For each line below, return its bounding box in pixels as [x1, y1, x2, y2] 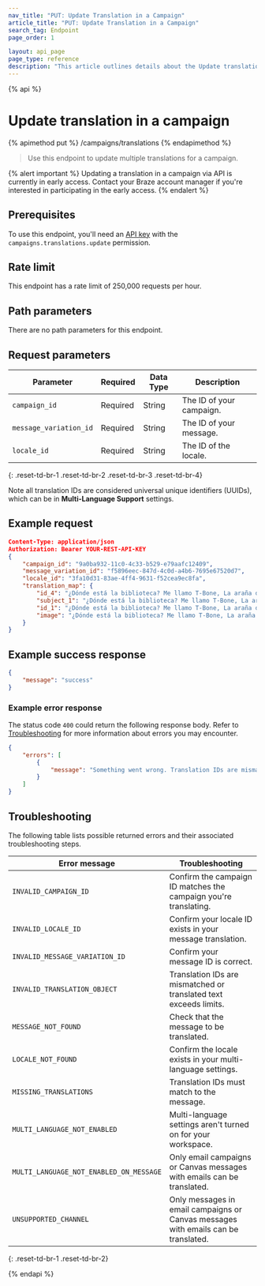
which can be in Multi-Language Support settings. [8, 494, 174, 504]
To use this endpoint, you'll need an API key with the [8, 229, 179, 239]
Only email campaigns [169, 1151, 252, 1162]
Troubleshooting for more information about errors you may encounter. [8, 728, 239, 738]
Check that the [169, 1011, 224, 1022]
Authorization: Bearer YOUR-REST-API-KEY [8, 545, 147, 553]
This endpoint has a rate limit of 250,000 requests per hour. [8, 281, 202, 291]
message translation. [169, 933, 247, 944]
